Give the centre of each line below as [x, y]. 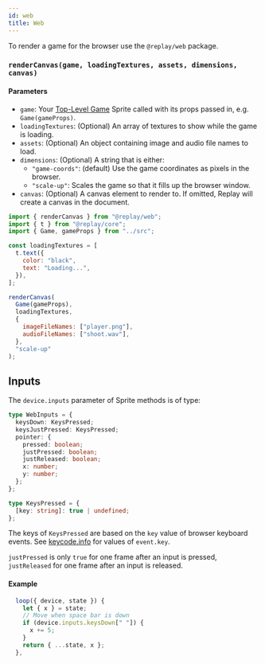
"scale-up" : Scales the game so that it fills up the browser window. [141, 185]
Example [23, 584]
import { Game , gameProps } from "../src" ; [82, 232]
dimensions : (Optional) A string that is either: [92, 159]
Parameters [28, 92]
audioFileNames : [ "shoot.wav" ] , [76, 334]
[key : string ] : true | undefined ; [72, 510]
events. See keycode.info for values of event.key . [89, 541]
